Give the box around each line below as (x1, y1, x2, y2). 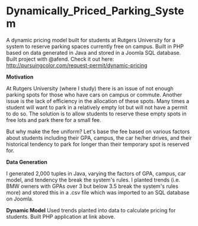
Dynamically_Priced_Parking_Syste (6, 4, 184, 18)
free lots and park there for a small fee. (6, 116, 102, 123)
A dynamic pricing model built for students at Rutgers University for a (6, 36, 176, 43)
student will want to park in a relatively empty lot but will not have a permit (6, 103, 188, 111)
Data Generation (6, 158, 47, 165)
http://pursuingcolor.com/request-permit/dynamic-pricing (6, 61, 148, 69)
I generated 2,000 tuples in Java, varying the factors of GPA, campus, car (6, 169, 186, 177)
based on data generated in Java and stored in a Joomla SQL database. (6, 49, 181, 56)
